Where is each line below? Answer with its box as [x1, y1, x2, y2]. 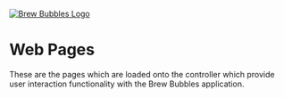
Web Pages [9, 40, 96, 60]
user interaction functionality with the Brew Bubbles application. [9, 78, 245, 89]
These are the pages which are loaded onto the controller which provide [9, 69, 275, 79]
